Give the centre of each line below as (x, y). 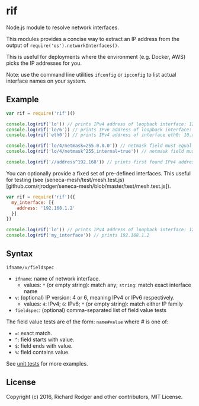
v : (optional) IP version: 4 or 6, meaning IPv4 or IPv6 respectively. (94, 297)
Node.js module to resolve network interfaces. (63, 27)
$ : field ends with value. (44, 345)
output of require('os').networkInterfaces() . (63, 45)
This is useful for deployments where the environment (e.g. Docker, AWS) (96, 56)
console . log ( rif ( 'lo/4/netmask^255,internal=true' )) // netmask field (95, 152)
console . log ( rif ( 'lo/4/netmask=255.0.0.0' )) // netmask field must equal (99, 146)
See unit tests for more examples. (47, 363)
